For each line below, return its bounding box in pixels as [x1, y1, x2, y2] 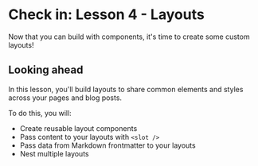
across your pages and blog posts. [8, 93, 122, 102]
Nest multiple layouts [19, 149, 89, 158]
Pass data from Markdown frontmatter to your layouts [19, 141, 197, 150]
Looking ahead [8, 64, 84, 77]
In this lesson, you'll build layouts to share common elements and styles [8, 84, 244, 94]
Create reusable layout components [19, 123, 138, 133]
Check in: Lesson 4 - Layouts [8, 6, 205, 24]
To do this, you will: [8, 108, 72, 118]
